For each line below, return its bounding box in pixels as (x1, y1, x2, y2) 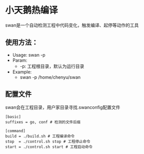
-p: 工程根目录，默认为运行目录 (19, 63, 84, 69)
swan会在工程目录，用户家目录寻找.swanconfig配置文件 (5, 104, 120, 110)
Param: (12, 57, 27, 63)
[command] (5, 128, 26, 133)
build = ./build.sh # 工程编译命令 (5, 133, 75, 138)
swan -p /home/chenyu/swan (19, 74, 81, 80)
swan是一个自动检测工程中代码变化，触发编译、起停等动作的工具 (5, 22, 139, 28)
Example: (12, 69, 32, 75)
